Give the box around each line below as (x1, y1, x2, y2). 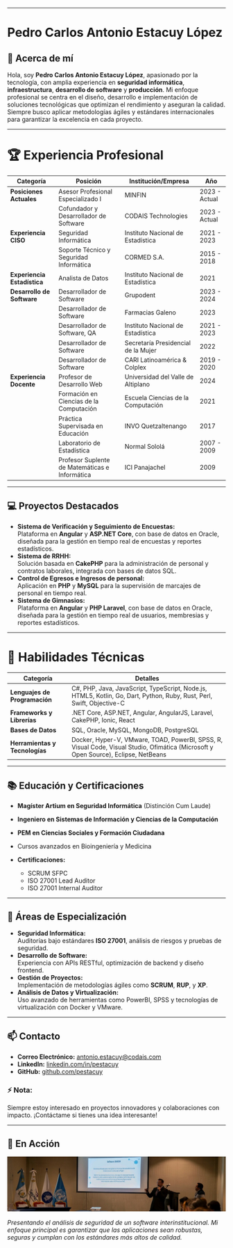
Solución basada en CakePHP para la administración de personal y (17, 559, 209, 567)
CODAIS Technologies (124, 212, 189, 220)
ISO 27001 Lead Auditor (27, 876, 96, 885)
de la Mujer (124, 346, 157, 354)
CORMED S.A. (124, 253, 164, 262)
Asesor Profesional (58, 187, 113, 196)
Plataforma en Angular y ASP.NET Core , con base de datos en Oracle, (17, 530, 220, 538)
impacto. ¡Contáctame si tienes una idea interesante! (7, 1111, 157, 1119)
